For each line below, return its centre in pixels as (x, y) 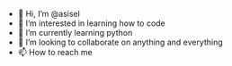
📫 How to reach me (55, 52)
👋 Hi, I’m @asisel (49, 14)
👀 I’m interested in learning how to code (92, 23)
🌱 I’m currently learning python (75, 33)
